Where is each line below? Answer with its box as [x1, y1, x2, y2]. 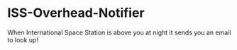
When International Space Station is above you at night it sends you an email [7, 28, 231, 37]
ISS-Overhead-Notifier [7, 5, 145, 21]
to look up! [7, 35, 39, 44]
